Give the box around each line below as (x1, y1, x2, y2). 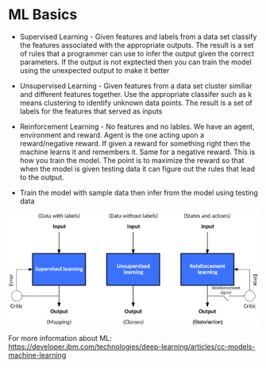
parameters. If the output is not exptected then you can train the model (19, 57, 252, 67)
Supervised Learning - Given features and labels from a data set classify (19, 32, 257, 41)
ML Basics (8, 6, 78, 24)
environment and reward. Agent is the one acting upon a (19, 130, 205, 140)
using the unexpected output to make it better (19, 65, 170, 75)
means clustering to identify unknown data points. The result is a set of (19, 98, 253, 107)
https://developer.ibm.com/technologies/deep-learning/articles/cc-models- (8, 342, 256, 351)
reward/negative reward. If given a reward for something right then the (19, 138, 251, 148)
